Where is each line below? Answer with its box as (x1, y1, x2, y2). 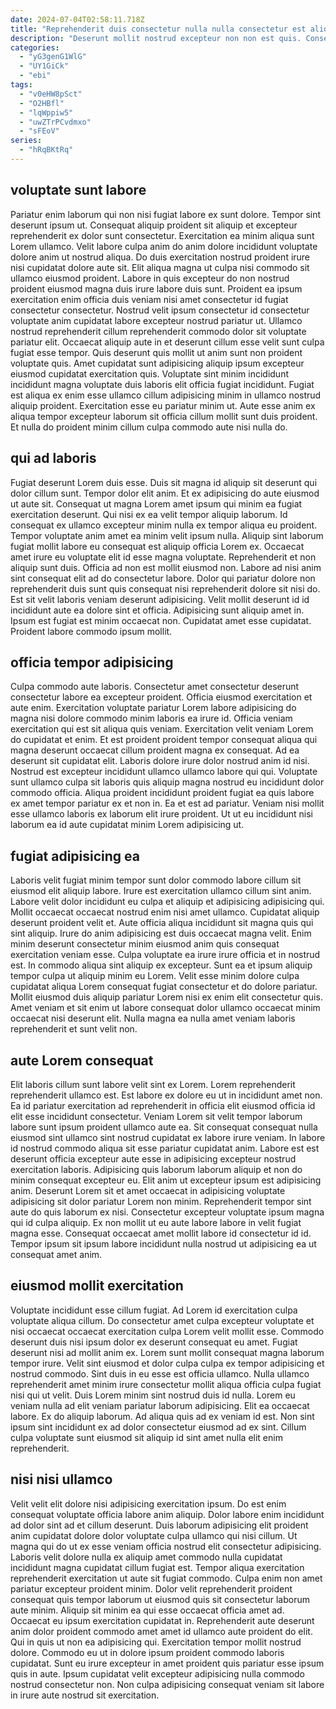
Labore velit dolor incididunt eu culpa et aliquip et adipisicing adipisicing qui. (10, 896, 325, 908)
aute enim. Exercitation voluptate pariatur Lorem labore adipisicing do (10, 702, 297, 714)
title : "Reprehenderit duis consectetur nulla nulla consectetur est (10, 24, 307, 34)
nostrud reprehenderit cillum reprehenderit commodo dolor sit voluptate (10, 325, 307, 337)
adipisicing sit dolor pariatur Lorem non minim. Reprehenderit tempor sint (10, 1195, 312, 1207)
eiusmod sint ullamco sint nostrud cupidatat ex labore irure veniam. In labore (10, 1131, 326, 1143)
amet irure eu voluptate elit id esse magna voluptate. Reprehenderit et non (10, 551, 317, 563)
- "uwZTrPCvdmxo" (19, 117, 92, 127)
